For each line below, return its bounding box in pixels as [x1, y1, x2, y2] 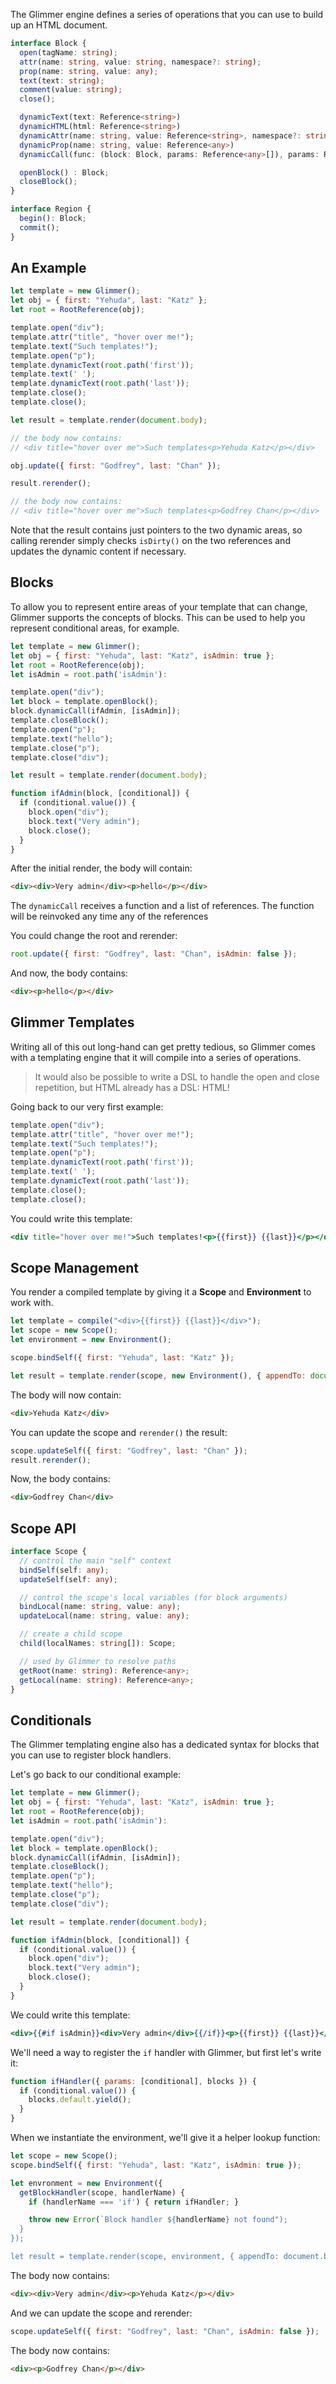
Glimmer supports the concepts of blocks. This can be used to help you [10, 611, 306, 623]
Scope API [10, 1520, 77, 1537]
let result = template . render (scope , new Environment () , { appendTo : [10, 1370, 307, 1381]
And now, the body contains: [10, 967, 128, 979]
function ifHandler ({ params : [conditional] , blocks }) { [10, 2076, 257, 2086]
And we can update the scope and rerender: [10, 2307, 193, 2319]
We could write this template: [10, 2009, 131, 2021]
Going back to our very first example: [10, 1100, 164, 1113]
